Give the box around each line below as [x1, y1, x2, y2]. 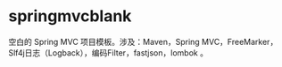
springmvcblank [8, 6, 132, 26]
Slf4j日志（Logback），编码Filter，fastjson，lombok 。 [8, 47, 209, 58]
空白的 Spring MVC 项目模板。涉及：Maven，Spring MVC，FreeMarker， [8, 36, 278, 47]
